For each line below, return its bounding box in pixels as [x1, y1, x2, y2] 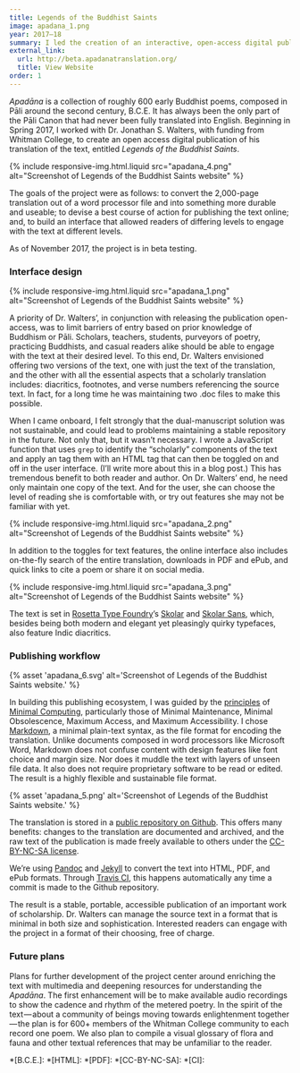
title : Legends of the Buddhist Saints [9, 13, 158, 22]
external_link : [9, 47, 66, 55]
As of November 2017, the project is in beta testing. [9, 243, 197, 253]
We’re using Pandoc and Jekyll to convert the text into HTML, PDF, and [9, 863, 271, 873]
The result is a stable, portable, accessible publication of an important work [9, 899, 287, 910]
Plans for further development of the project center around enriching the [9, 970, 276, 981]
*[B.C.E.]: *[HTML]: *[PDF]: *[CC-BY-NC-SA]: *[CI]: [9, 1054, 205, 1065]
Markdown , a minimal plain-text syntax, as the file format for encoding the [9, 726, 282, 737]
